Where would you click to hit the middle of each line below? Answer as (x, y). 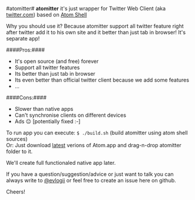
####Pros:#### (26, 50)
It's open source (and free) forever (57, 61)
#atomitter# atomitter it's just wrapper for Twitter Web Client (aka (86, 9)
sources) (17, 139)
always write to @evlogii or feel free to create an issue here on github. (91, 180)
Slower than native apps (44, 109)
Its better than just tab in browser (55, 74)
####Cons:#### (27, 97)
